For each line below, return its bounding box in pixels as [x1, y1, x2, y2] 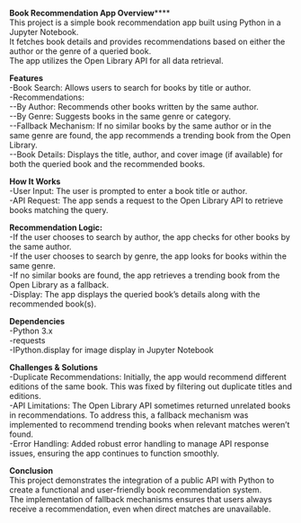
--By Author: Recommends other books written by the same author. [9, 102, 259, 111]
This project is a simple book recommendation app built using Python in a [9, 17, 281, 28]
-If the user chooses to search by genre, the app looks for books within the [9, 251, 288, 261]
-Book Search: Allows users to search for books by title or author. [9, 83, 252, 93]
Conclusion [9, 465, 54, 475]
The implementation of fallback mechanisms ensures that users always [9, 494, 272, 504]
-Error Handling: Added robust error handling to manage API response [9, 439, 270, 448]
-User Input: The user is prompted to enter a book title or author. [9, 186, 248, 196]
